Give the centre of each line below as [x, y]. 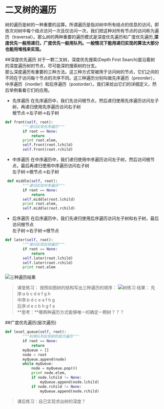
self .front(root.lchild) [48, 145]
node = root [35, 355]
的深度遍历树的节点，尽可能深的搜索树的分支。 [52, 65]
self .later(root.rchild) [48, 263]
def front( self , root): [29, 122]
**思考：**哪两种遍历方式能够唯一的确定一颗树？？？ [71, 312]
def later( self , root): [29, 240]
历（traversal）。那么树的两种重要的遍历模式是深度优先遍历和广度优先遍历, [80, 37]
